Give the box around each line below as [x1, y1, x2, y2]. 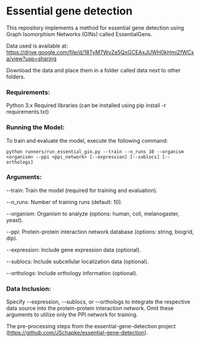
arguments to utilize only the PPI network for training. [6, 311, 138, 319]
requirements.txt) [6, 108, 49, 116]
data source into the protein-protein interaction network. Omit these [6, 305, 174, 312]
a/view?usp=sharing [6, 55, 57, 62]
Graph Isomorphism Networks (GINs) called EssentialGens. [6, 30, 153, 37]
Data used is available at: [6, 42, 68, 49]
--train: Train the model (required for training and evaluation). [6, 187, 158, 194]
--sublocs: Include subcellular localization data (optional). [6, 258, 149, 265]
